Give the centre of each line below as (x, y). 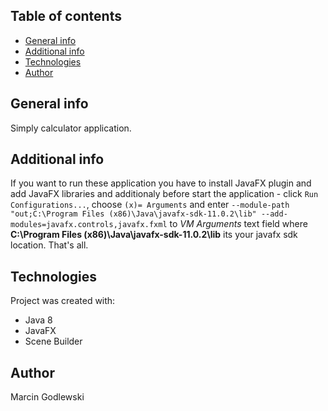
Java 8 (38, 320)
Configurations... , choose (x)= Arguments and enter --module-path (150, 205)
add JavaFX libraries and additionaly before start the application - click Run (164, 194)
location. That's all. (49, 245)
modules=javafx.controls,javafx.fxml (89, 225)
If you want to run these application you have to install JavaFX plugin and (161, 183)
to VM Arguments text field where (238, 224)
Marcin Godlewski (47, 397)
